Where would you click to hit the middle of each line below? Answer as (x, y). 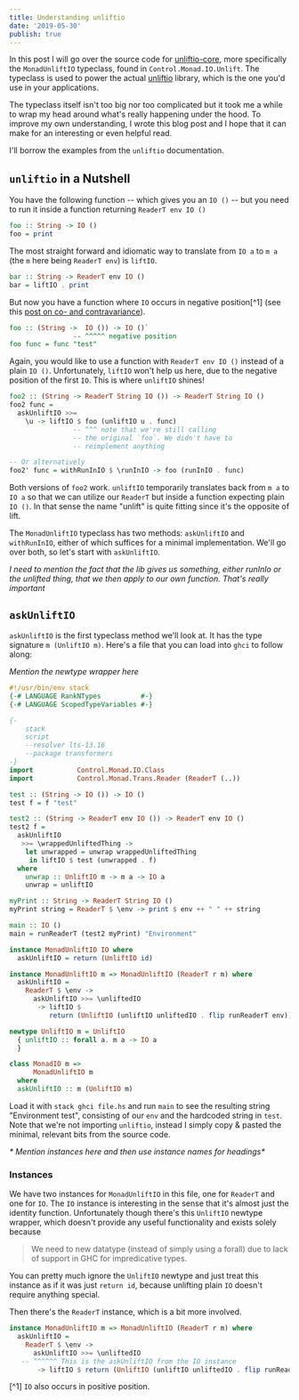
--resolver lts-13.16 (65, 745)
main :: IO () (36, 926)
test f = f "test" (43, 803)
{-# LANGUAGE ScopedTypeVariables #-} (81, 704)
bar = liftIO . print (49, 285)
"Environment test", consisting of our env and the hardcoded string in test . (146, 1115)
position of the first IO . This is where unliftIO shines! (107, 380)
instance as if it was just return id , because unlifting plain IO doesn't (136, 1285)
